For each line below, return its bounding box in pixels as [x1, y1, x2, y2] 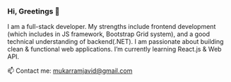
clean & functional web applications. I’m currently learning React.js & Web [7, 45, 222, 54]
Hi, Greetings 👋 [7, 6, 60, 16]
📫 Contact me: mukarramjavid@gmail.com [7, 66, 133, 75]
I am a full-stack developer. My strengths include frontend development [7, 23, 216, 31]
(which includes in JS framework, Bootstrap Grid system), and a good [7, 30, 211, 38]
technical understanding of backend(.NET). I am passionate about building [7, 37, 224, 46]
